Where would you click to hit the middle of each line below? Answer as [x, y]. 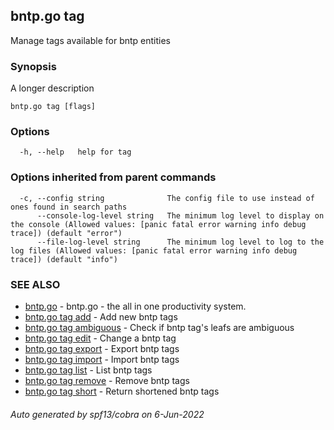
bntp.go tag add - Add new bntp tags [101, 317]
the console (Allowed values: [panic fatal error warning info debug [158, 224]
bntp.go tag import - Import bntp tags [102, 359]
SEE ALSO [35, 284]
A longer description [52, 88]
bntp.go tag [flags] [53, 107]
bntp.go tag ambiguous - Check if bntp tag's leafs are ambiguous [159, 327]
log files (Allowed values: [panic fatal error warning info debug [154, 250]
